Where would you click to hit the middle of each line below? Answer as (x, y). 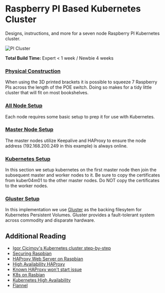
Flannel (20, 285)
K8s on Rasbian (29, 275)
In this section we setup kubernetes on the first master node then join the (81, 170)
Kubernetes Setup (28, 159)
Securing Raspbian (32, 253)
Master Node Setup (29, 129)
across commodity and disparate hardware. (50, 220)
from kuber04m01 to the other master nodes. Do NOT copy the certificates (82, 181)
